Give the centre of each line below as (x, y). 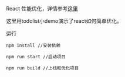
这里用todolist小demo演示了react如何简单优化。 (64, 21)
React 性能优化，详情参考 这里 (42, 8)
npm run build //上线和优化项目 (43, 68)
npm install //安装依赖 (33, 45)
